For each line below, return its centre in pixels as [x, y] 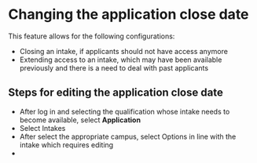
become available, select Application [80, 120]
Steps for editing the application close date [116, 93]
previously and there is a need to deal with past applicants [114, 67]
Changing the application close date [128, 14]
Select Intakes [42, 128]
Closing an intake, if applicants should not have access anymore [123, 51]
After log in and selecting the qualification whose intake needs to [125, 111]
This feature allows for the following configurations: [92, 36]
